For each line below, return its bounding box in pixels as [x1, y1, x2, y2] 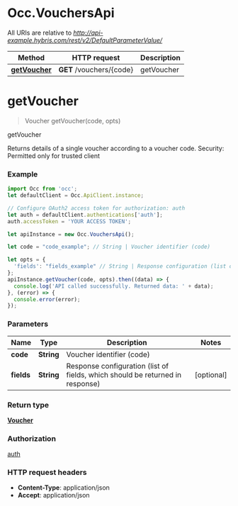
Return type [7, 400, 50, 410]
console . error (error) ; [13, 296, 81, 303]
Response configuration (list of [66, 361, 169, 371]
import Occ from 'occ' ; [7, 186, 78, 193]
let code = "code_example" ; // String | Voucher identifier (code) [7, 243, 211, 251]
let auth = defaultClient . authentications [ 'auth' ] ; [7, 211, 163, 218]
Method [17, 52, 45, 62]
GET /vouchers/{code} [58, 64, 134, 74]
